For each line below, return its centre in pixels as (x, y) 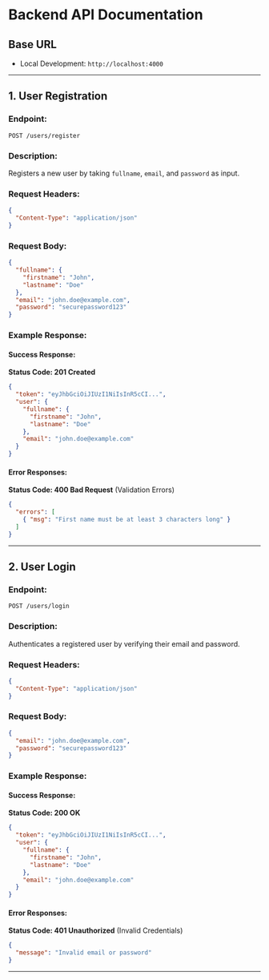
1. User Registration (58, 97)
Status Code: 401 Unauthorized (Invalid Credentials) (96, 930)
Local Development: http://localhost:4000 (92, 63)
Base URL (33, 44)
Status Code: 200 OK (44, 813)
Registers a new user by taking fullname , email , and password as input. (124, 173)
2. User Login (42, 567)
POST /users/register (44, 135)
